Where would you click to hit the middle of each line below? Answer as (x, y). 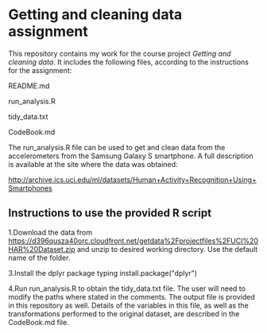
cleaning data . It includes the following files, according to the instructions (128, 62)
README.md (29, 86)
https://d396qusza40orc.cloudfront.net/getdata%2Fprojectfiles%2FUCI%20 (133, 241)
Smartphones (31, 188)
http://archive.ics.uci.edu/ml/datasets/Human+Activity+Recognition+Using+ (132, 180)
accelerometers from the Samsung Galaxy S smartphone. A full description (131, 156)
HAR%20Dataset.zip (42, 249)
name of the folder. (39, 257)
